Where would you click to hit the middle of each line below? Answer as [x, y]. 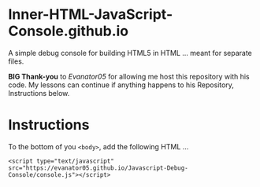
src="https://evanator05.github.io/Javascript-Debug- [98, 168]
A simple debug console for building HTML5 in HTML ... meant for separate [130, 53]
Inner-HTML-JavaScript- [91, 15]
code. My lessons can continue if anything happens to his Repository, [121, 85]
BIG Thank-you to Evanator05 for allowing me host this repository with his [129, 76]
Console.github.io [69, 31]
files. [16, 61]
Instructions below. [39, 93]
